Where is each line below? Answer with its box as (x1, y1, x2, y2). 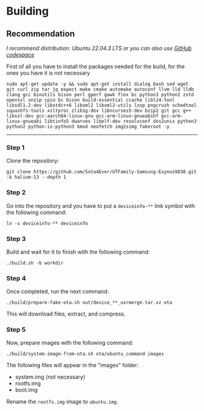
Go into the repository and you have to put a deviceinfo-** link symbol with (6, 202, 195, 209)
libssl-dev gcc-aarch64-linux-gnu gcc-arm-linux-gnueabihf (6, 113, 159, 119)
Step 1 (6, 143, 25, 151)
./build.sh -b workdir (6, 260, 64, 266)
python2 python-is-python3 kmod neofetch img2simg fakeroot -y (6, 123, 170, 130)
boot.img (15, 386, 38, 393)
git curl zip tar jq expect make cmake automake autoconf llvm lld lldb (6, 86, 194, 92)
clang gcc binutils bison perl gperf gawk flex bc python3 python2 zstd (6, 92, 194, 98)
